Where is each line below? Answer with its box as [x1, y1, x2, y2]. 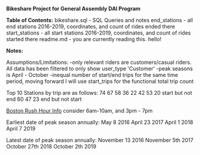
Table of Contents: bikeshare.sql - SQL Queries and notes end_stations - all [6, 17, 193, 23]
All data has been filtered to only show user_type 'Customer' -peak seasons [6, 65, 193, 72]
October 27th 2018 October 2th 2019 [6, 143, 97, 150]
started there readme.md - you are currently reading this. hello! [6, 36, 162, 42]
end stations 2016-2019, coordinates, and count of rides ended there [6, 23, 176, 30]
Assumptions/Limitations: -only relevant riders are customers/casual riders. [6, 59, 192, 66]
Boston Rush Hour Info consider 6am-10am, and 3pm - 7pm [6, 107, 153, 114]
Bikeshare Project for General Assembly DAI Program [6, 5, 141, 12]
